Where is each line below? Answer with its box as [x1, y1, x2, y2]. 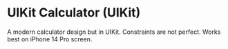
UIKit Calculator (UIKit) [7, 5, 141, 21]
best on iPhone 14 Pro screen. [7, 35, 93, 43]
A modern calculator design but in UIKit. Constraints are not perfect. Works [7, 28, 221, 36]
